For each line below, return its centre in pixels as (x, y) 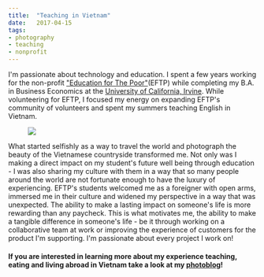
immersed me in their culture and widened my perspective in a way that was (132, 196)
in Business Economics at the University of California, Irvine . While (116, 91)
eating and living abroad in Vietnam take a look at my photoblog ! (115, 264)
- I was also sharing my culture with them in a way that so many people (123, 171)
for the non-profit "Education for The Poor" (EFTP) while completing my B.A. (131, 83)
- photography (32, 37)
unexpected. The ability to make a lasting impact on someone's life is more (130, 205)
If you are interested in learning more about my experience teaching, (123, 256)
